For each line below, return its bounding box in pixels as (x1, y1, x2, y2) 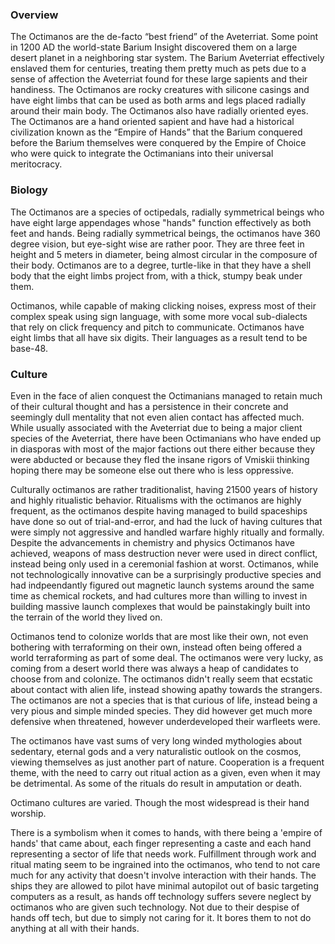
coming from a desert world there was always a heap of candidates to (10, 662, 299, 674)
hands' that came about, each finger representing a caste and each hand (10, 837, 312, 849)
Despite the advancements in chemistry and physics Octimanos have (10, 536, 295, 548)
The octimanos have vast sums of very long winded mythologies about (10, 734, 303, 747)
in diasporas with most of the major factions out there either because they (10, 443, 316, 455)
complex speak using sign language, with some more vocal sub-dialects (10, 310, 308, 322)
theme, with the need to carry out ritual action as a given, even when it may (10, 766, 321, 778)
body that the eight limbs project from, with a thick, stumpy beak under (10, 269, 303, 282)
